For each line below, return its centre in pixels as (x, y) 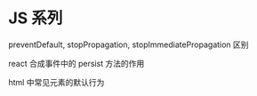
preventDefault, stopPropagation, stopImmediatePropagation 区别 (129, 44)
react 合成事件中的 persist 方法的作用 (76, 63)
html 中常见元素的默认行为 (56, 82)
